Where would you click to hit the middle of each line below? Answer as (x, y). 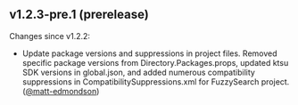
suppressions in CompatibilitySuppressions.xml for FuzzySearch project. (156, 81)
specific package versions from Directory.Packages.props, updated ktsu (155, 62)
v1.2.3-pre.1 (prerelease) (79, 15)
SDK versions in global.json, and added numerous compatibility (139, 72)
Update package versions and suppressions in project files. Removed (150, 53)
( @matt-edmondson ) (61, 91)
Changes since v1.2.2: (50, 36)
